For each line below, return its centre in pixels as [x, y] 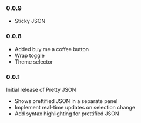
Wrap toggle [30, 55]
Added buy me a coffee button [52, 49]
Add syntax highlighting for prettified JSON [67, 114]
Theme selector [33, 61]
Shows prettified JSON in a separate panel [66, 101]
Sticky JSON [30, 21]
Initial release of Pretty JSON [41, 89]
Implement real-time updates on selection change [75, 107]
